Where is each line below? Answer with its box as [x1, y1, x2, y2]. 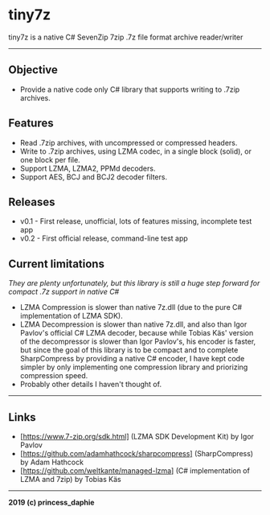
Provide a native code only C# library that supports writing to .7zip [19, 84, 240, 94]
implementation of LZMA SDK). [19, 311, 123, 321]
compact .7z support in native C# [8, 287, 120, 297]
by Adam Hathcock [19, 457, 84, 467]
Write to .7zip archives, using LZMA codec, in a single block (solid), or [19, 146, 252, 156]
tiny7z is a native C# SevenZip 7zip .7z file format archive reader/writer [8, 32, 243, 42]
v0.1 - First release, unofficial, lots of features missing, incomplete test [19, 216, 252, 226]
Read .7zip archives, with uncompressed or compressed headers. [19, 138, 238, 147]
